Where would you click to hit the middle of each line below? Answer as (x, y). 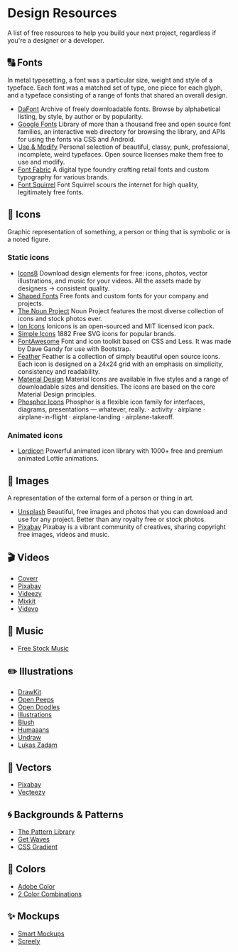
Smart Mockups (41, 933)
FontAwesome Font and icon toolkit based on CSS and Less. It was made (124, 341)
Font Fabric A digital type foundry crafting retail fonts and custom (113, 169)
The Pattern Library (46, 832)
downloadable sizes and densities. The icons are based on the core (116, 387)
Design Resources (62, 13)
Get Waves (33, 839)
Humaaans (33, 730)
